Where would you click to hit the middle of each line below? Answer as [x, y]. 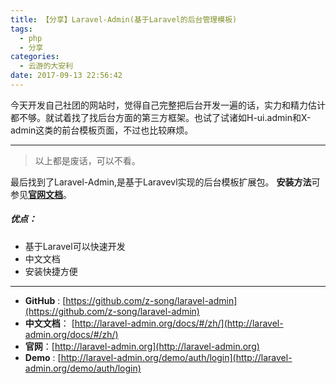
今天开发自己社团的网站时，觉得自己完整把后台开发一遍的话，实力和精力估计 [168, 105]
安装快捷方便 [51, 271]
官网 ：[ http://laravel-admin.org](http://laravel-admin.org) [142, 346]
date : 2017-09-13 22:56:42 [66, 76]
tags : [21, 29]
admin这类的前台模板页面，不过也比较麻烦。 [102, 130]
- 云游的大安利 [46, 66]
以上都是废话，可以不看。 [87, 160]
